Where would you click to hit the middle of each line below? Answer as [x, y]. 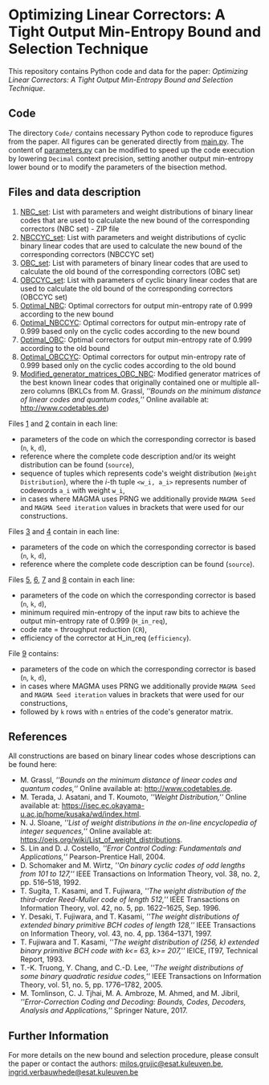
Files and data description [75, 192]
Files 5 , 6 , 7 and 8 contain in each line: [71, 579]
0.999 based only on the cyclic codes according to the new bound [130, 331]
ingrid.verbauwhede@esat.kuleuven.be [73, 1072]
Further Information [59, 1036]
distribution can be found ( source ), [77, 464]
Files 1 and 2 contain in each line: [63, 423]
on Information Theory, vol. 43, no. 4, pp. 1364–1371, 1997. [116, 934]
